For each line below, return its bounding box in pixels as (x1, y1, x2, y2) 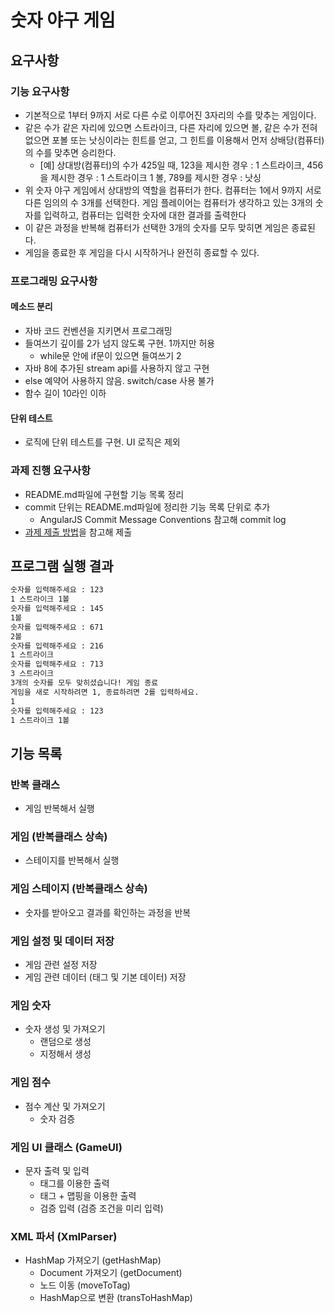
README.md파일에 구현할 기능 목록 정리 (24, 488, 185, 500)
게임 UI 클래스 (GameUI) (10, 1140, 123, 1154)
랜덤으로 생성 (39, 1036, 92, 1048)
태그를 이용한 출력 (39, 1177, 110, 1189)
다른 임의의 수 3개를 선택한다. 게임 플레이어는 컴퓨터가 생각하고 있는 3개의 (24, 196, 313, 208)
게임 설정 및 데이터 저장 (10, 934, 115, 948)
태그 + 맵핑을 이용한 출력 (39, 1189, 137, 1201)
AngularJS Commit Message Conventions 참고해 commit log (39, 513, 287, 525)
